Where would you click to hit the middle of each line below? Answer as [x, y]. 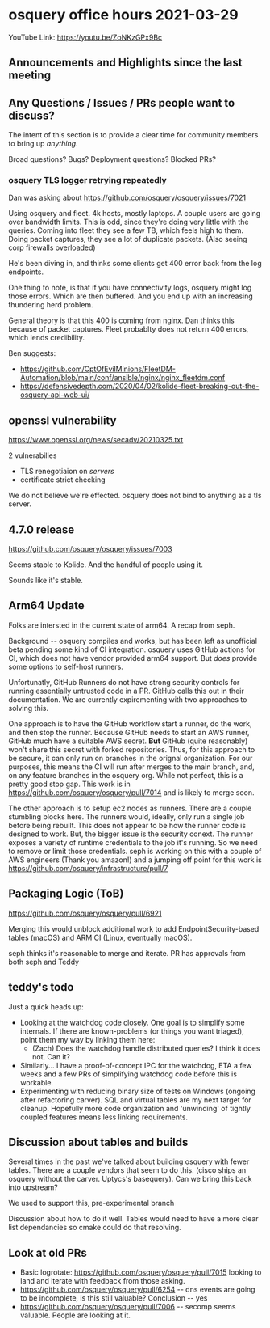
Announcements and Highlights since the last [125, 63]
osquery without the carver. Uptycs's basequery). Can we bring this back [130, 1179]
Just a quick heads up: [46, 1007]
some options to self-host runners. [66, 666]
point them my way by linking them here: [87, 1039]
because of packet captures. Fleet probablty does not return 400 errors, [129, 329]
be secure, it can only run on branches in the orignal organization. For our [131, 758]
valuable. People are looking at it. [75, 1315]
